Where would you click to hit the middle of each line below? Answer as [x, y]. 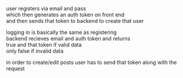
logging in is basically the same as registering [61, 32]
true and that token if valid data [44, 45]
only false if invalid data [35, 51]
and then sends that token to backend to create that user [75, 21]
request [16, 69]
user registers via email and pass [46, 9]
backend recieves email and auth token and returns [68, 38]
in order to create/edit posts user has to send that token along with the [91, 62]
